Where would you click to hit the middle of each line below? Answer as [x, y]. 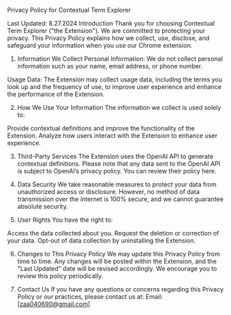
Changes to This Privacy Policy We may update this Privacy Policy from [119, 254]
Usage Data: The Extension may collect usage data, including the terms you [115, 79]
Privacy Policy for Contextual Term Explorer [69, 10]
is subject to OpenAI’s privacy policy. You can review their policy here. [117, 171]
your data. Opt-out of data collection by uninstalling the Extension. [101, 240]
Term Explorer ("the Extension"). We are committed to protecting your [106, 31]
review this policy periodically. [60, 276]
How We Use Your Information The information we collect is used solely [119, 107]
